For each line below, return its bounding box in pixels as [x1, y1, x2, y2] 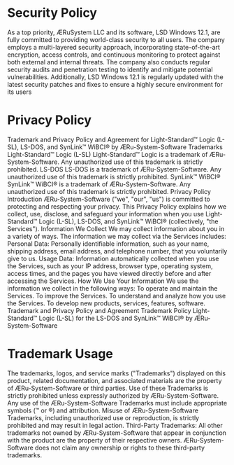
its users [7, 88, 32, 96]
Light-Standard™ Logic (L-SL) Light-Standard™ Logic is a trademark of [7, 150, 208, 158]
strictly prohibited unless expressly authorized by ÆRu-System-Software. [7, 391, 219, 400]
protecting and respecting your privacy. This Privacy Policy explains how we [7, 202, 227, 211]
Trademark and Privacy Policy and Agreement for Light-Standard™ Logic [7, 135, 215, 144]
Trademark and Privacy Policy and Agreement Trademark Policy [7, 306, 191, 314]
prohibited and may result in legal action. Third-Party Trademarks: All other [7, 421, 224, 429]
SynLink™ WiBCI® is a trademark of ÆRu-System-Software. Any [7, 180, 191, 188]
